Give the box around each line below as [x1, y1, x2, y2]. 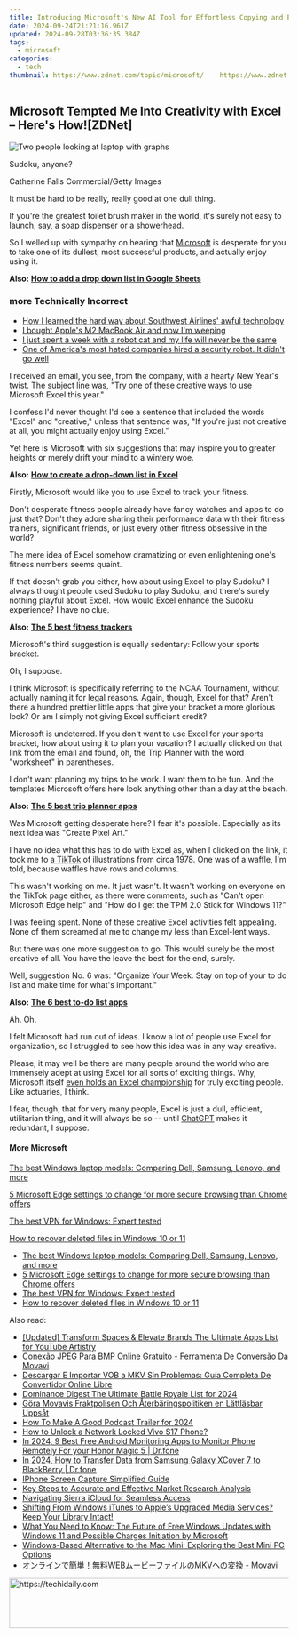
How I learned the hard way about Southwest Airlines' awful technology [21, 315, 285, 325]
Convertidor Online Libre [21, 1379, 113, 1390]
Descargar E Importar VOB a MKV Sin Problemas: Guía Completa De [21, 1370, 271, 1381]
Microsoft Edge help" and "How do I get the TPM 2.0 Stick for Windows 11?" [9, 899, 286, 910]
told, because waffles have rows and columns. [9, 863, 179, 874]
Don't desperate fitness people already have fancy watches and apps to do [9, 503, 284, 514]
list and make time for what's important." [9, 979, 158, 990]
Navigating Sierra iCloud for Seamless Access [21, 1493, 191, 1504]
